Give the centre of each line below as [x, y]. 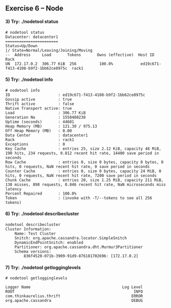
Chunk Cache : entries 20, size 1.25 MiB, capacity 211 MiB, [84, 180]
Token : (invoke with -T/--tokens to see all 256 [79, 198]
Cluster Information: [28, 229]
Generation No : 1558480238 [46, 117]
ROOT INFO [74, 292]
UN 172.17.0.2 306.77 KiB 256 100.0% [59, 64]
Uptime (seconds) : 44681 [40, 122]
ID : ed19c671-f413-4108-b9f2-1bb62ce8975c [75, 95]
